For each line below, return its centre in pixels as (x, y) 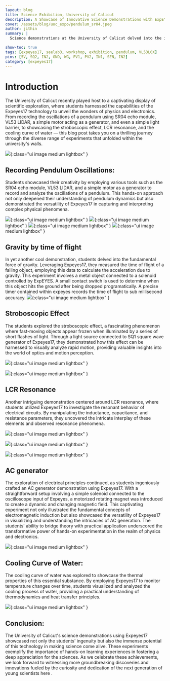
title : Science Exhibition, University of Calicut (60, 15)
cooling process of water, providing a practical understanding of (72, 592)
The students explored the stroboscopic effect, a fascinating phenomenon (83, 326)
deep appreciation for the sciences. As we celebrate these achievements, (82, 657)
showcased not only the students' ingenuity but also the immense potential (83, 641)
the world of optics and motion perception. (50, 352)
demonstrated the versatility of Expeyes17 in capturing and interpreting (79, 204)
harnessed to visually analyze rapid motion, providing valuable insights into (83, 347)
